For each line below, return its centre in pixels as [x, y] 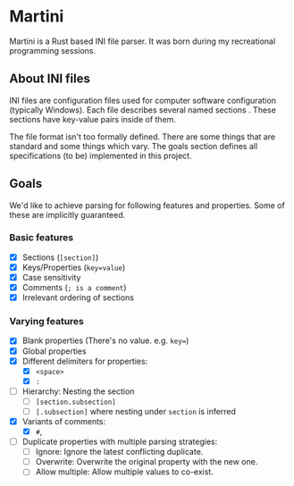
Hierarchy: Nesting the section [78, 391]
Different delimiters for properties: [85, 361]
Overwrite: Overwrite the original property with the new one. [147, 462]
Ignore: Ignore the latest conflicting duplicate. [119, 452]
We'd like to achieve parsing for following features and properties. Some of [147, 205]
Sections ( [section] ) [60, 257]
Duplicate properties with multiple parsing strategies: [120, 442]
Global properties [54, 351]
